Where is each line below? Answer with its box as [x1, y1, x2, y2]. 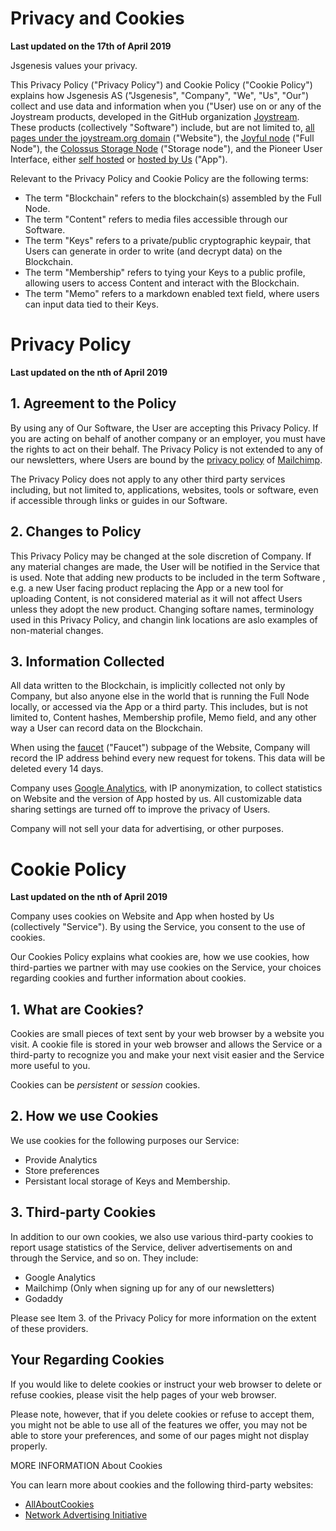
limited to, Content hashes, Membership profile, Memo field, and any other [10, 712, 317, 724]
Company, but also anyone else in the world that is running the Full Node [10, 690, 310, 702]
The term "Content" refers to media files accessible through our [24, 213, 288, 225]
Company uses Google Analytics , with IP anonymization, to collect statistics [10, 782, 323, 794]
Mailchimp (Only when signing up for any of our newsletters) [24, 1282, 275, 1294]
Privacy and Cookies [10, 7, 185, 30]
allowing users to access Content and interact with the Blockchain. [24, 277, 300, 289]
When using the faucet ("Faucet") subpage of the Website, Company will [10, 742, 311, 754]
